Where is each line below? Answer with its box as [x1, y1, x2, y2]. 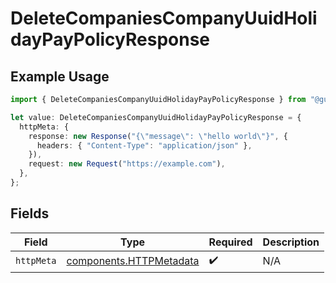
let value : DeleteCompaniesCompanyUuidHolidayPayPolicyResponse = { [10, 112, 302, 122]
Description [262, 235, 320, 249]
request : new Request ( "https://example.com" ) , [28, 159, 226, 169]
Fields [10, 205, 50, 222]
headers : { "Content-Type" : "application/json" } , [36, 140, 253, 151]
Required [208, 235, 253, 249]
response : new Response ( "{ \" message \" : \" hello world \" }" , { [28, 131, 289, 141]
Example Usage [10, 68, 110, 85]
